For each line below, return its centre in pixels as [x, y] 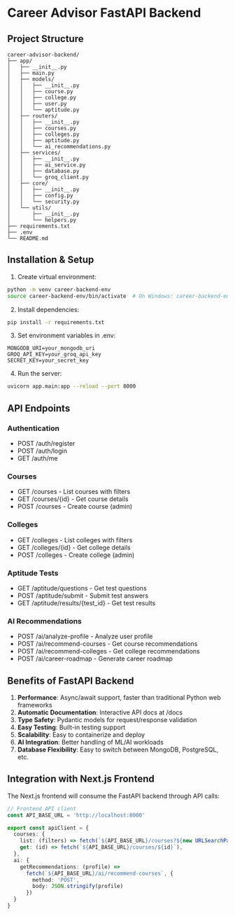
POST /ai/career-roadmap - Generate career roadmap [95, 658]
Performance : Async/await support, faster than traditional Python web [119, 697]
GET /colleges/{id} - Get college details [74, 547]
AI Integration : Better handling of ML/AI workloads [91, 742]
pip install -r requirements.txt [56, 322]
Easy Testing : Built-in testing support [71, 727]
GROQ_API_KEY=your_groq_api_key [54, 355]
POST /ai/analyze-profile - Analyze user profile [85, 636]
